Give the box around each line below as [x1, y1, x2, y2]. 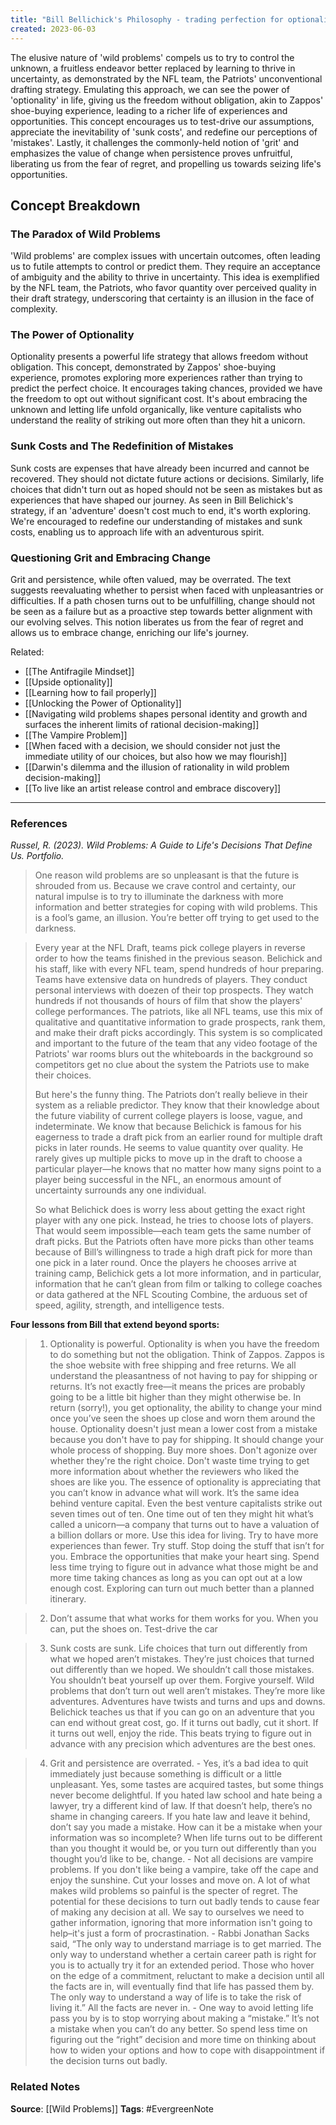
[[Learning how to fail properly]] [24, 687, 157, 699]
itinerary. [49, 1593, 87, 1605]
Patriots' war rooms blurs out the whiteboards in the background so [34, 1048, 314, 1060]
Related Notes [10, 2080, 81, 2094]
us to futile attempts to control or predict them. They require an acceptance [10, 261, 322, 273]
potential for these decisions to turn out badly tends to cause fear [49, 1896, 320, 1908]
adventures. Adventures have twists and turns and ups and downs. [49, 1696, 326, 1708]
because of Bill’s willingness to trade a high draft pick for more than [34, 1246, 313, 1258]
